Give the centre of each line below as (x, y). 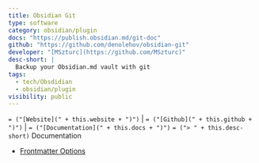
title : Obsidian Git (42, 15)
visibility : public (40, 97)
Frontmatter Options (52, 151)
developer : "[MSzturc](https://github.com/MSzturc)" (97, 52)
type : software (33, 23)
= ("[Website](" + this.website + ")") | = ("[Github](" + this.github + (130, 119)
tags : (17, 74)
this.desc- (226, 128)
